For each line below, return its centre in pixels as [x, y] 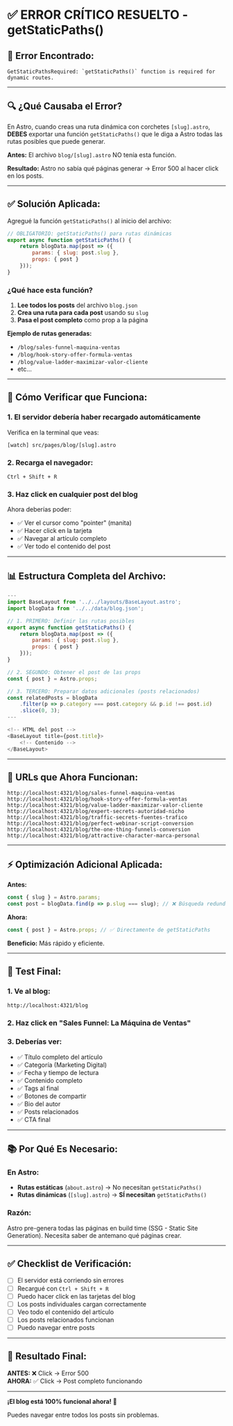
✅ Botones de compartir [52, 1096]
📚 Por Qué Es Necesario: [62, 1149]
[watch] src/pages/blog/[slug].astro [62, 445]
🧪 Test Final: [34, 972]
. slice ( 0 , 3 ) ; [40, 711]
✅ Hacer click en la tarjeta [54, 531]
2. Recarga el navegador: [50, 462]
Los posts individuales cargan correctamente [82, 1304]
